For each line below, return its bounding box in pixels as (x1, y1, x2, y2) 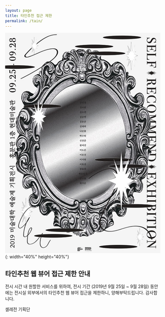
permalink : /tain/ (5, 18, 43, 23)
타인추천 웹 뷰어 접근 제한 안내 (5, 270, 91, 278)
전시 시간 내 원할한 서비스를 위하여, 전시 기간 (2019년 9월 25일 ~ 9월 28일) (5, 283, 149, 289)
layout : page (5, 8, 32, 13)
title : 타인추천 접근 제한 (5, 13, 52, 18)
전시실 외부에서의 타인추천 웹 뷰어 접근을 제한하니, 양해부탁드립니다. (14, 290, 144, 296)
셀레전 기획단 (5, 307, 31, 313)
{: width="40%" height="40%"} (5, 254, 69, 260)
